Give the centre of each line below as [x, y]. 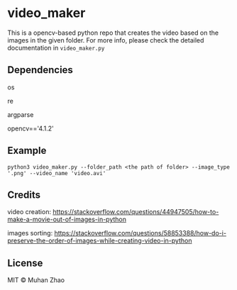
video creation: [29, 212]
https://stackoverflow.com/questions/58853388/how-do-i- [140, 233]
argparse [21, 114]
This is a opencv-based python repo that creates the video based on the [113, 33]
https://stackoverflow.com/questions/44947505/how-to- [136, 212]
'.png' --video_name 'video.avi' [57, 173]
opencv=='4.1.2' [31, 128]
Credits [24, 195]
